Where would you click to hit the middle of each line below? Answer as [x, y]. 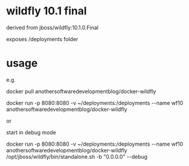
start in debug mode [31, 132]
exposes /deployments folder [42, 39]
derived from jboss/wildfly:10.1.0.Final [52, 27]
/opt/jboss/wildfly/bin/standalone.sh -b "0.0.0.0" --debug [77, 156]
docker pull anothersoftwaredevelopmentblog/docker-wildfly [81, 91]
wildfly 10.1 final [47, 11]
